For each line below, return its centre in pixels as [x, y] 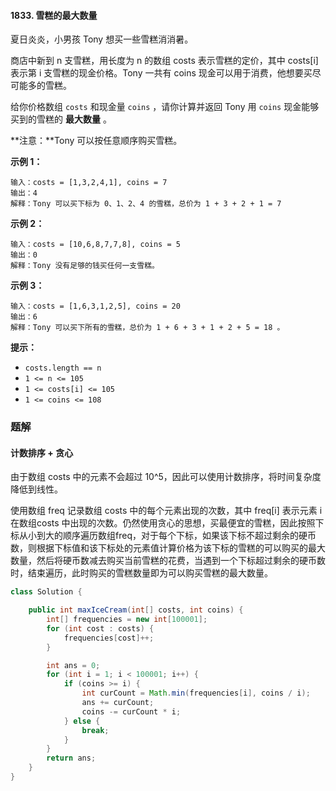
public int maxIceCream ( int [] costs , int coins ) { [136, 610]
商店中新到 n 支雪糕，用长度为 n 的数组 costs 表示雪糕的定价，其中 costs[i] [164, 61]
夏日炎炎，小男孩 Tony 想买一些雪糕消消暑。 [102, 39]
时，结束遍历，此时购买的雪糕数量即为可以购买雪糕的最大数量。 [141, 573]
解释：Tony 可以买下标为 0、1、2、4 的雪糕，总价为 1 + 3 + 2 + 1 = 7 [146, 204]
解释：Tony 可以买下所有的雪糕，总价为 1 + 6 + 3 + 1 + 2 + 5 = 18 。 [147, 328]
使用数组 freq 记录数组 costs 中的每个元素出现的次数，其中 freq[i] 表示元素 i [166, 511]
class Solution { [46, 592]
